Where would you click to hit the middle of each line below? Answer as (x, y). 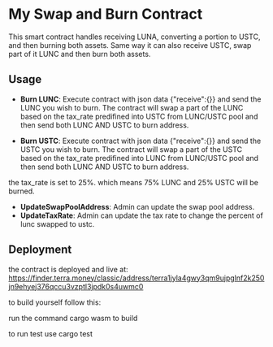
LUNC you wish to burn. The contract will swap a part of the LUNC (132, 107)
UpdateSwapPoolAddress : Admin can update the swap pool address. (137, 206)
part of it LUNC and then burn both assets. (80, 54)
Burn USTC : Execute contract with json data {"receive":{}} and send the (141, 141)
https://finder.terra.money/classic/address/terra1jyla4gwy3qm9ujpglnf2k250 (136, 278)
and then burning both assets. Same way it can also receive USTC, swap (130, 45)
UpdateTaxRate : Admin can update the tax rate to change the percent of (142, 215)
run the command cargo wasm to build (73, 318)
